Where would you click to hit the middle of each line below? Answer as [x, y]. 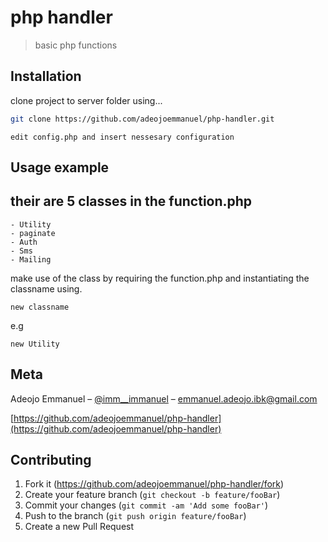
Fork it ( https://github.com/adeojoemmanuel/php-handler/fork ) [154, 484]
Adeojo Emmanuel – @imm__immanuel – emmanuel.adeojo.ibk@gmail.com [164, 398]
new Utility [35, 344]
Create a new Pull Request [79, 527]
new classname [40, 307]
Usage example [60, 167]
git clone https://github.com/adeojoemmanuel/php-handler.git [142, 119]
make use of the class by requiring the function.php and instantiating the [160, 278]
